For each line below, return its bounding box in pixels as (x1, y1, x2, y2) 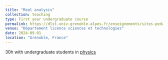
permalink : (5, 21, 28, 26)
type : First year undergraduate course (5, 16, 88, 21)
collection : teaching (5, 12, 50, 17)
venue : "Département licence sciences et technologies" (5, 26, 124, 31)
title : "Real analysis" (5, 7, 55, 12)
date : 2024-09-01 (5, 30, 41, 35)
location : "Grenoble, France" (5, 35, 68, 40)
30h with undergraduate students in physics (5, 48, 96, 55)
